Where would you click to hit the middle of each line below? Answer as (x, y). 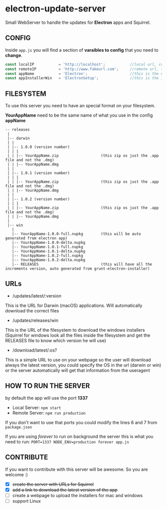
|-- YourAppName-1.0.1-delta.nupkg (48, 251)
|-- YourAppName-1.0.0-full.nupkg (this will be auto (76, 234)
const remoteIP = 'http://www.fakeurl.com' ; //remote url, (82, 69)
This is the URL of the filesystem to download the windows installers (75, 330)
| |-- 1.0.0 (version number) (39, 147)
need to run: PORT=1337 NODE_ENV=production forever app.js (67, 441)
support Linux (27, 501)
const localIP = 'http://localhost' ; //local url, (81, 64)
